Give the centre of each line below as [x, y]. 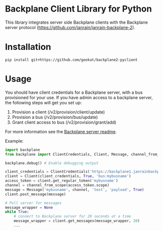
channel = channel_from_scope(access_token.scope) [57, 185]
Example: [14, 141]
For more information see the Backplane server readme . [61, 131]
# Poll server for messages [33, 203]
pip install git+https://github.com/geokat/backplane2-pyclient [71, 60]
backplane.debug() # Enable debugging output [52, 163]
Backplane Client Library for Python [78, 9]
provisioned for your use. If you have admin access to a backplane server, [79, 97]
